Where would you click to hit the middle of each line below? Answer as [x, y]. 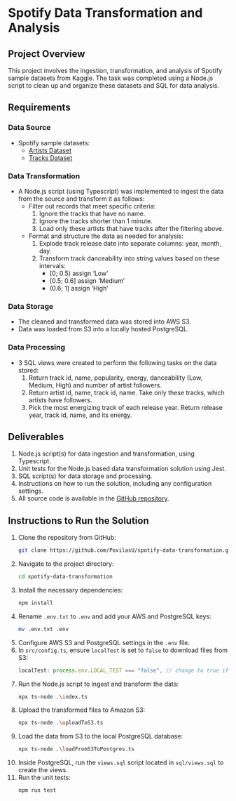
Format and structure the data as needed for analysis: [106, 236]
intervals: [52, 265]
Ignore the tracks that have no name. [92, 213]
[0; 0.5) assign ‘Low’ [79, 273]
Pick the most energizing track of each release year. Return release [126, 407]
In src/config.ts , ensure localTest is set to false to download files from [123, 650]
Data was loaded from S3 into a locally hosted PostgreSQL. [103, 329]
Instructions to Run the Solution [78, 521]
